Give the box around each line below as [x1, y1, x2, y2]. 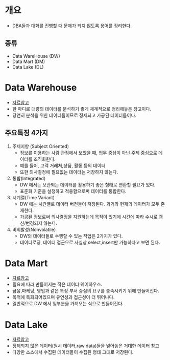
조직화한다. [33, 156, 56, 162]
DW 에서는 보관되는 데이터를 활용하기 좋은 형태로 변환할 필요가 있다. [19, 181, 156, 187]
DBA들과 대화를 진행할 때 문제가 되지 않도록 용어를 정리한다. [12, 23, 132, 29]
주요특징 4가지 [5, 129, 48, 137]
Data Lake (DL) [12, 63, 44, 70]
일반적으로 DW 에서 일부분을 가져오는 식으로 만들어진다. [12, 301, 124, 307]
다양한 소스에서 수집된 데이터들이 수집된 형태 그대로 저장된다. [12, 349, 134, 355]
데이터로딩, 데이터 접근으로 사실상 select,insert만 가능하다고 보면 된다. [19, 239, 160, 245]
